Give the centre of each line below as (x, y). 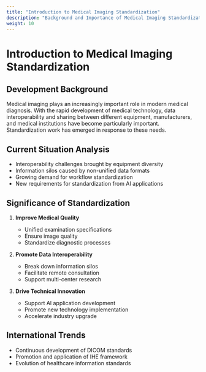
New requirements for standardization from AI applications (89, 184)
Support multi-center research (63, 279)
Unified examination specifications (68, 230)
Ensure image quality (51, 236)
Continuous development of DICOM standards (74, 350)
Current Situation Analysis (58, 149)
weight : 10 (20, 23)
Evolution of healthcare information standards (73, 363)
